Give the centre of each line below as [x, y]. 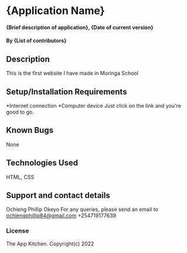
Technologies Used [42, 163]
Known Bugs [30, 130]
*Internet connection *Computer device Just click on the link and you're [94, 106]
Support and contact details [58, 195]
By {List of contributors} [36, 41]
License [18, 231]
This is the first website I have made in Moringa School [72, 73]
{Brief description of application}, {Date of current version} [80, 27]
